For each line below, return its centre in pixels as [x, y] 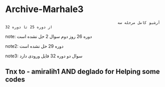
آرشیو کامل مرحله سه [139, 23]
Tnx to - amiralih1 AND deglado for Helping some [82, 72]
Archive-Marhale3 [44, 9]
